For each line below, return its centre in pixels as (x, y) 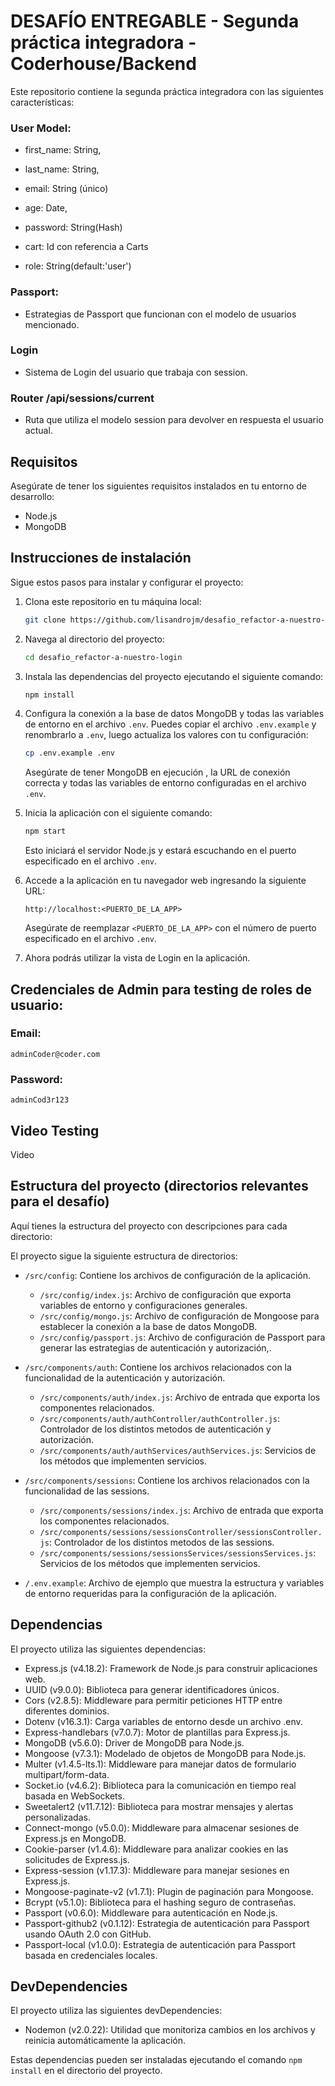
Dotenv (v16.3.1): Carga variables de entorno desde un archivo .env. (163, 1721)
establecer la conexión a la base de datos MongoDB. (148, 1326)
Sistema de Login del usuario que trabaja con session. (136, 372)
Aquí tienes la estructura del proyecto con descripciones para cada (149, 1226)
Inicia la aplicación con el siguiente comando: (118, 813)
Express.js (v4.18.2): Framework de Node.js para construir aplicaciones (171, 1668)
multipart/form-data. (67, 1774)
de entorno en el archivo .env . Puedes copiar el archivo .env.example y (170, 724)
